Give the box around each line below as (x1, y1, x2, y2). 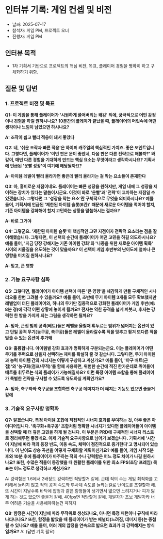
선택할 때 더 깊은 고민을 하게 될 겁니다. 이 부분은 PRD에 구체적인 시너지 (10, 429, 142, 435)
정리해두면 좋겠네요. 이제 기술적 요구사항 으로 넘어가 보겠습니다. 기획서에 (10, 435, 145, 441)
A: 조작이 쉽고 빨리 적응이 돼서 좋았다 (5, 134, 75, 141)
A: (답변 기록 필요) (20, 529, 55, 535)
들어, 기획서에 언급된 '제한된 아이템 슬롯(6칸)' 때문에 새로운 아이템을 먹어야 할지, (5, 202, 156, 207)
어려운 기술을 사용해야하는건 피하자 (10, 500, 77, 506)
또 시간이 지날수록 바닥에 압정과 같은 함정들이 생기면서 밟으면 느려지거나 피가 (5, 488, 150, 494)
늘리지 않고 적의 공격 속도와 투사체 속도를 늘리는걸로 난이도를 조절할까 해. (17, 482, 157, 488)
